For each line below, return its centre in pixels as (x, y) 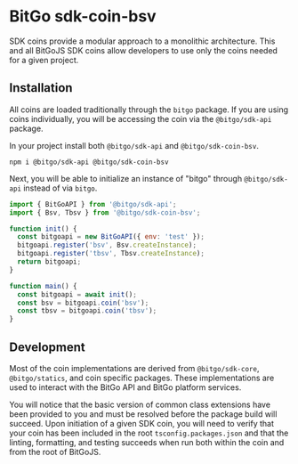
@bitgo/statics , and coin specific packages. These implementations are (142, 378)
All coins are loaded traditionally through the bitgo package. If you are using (149, 110)
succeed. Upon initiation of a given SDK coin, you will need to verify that (141, 423)
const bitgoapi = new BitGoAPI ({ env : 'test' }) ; (111, 237)
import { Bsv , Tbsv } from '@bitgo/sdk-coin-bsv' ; (105, 212)
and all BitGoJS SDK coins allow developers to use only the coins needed (144, 50)
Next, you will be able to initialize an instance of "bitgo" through (126, 178)
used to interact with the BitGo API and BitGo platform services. (125, 387)
